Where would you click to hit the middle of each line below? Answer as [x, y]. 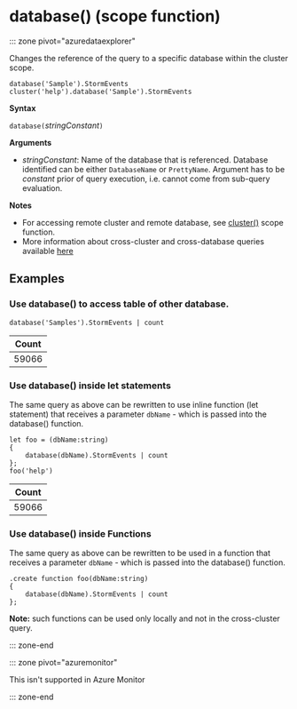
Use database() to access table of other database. [119, 304]
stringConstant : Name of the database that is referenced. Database [145, 159]
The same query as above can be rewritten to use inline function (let [134, 404]
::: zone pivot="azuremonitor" [63, 663]
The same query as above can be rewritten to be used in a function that [140, 554]
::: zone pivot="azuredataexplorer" [72, 41]
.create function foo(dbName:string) [79, 579]
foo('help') [31, 471]
